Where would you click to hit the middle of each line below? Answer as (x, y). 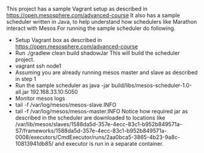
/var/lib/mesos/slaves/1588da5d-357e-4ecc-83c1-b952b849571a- (99, 124)
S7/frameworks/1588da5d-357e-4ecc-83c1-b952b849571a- (91, 131)
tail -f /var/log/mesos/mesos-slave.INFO (66, 105)
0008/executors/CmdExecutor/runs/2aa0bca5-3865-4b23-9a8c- (98, 137)
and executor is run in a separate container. (109, 144)
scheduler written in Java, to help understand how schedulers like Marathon (102, 22)
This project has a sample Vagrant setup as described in (77, 9)
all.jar (22, 92)
